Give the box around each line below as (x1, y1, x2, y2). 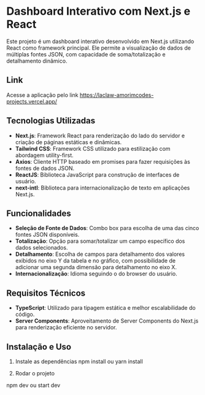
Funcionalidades (6, 208, 72, 218)
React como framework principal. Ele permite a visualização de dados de (6, 44, 191, 52)
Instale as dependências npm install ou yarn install (15, 358, 143, 365)
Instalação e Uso (6, 342, 72, 352)
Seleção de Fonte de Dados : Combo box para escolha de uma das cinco (15, 224, 199, 232)
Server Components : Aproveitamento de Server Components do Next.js (15, 317, 199, 324)
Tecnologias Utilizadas (6, 115, 96, 126)
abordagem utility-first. (15, 151, 74, 159)
